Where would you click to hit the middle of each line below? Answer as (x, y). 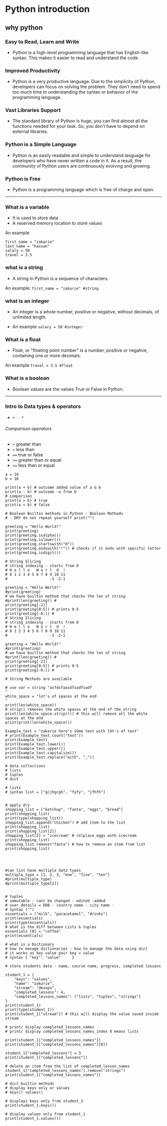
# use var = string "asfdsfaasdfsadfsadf (49, 688)
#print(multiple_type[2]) (32, 884)
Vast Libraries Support (33, 110)
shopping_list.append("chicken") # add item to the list (65, 823)
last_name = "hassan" (28, 246)
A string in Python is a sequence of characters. (60, 278)
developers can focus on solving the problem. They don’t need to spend (86, 87)
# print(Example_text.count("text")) (44, 736)
